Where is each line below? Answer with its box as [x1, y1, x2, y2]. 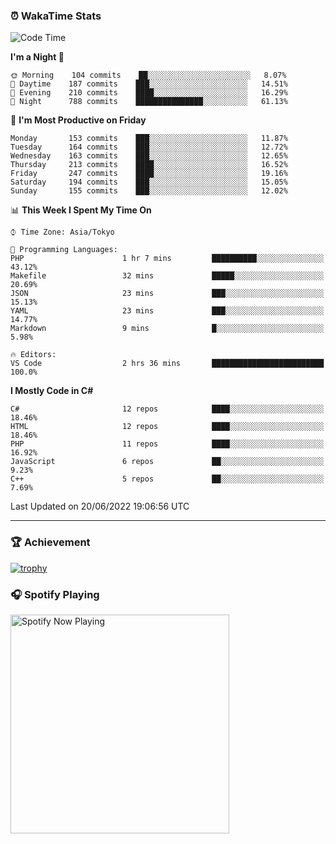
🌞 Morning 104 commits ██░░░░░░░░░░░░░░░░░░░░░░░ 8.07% [10, 70, 287, 81]
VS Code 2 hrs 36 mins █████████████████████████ [10, 359, 325, 369]
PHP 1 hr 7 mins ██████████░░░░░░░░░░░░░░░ [10, 254, 325, 264]
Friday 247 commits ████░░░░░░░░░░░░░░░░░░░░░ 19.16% [10, 169, 288, 179]
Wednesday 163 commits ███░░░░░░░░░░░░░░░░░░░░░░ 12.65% [10, 151, 288, 161]
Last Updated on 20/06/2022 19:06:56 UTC [10, 500, 190, 513]
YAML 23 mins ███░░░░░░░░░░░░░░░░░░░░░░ [10, 306, 325, 316]
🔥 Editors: [10, 350, 57, 360]
